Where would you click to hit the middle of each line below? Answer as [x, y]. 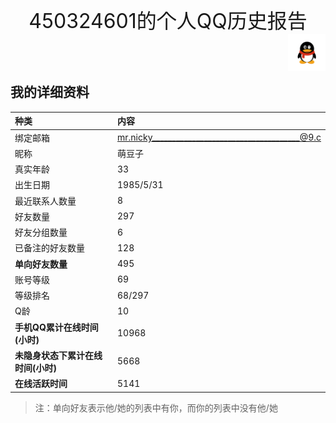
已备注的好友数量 [49, 248]
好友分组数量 [41, 232]
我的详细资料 [50, 92]
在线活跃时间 [41, 384]
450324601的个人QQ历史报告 [168, 21]
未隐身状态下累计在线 [58, 355]
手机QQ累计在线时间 [56, 327]
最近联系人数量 [45, 201]
